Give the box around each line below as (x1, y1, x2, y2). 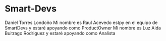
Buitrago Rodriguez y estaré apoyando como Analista (5, 30, 116, 36)
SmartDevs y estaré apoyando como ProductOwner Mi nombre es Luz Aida (5, 24, 161, 30)
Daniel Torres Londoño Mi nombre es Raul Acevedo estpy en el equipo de (5, 19, 158, 25)
